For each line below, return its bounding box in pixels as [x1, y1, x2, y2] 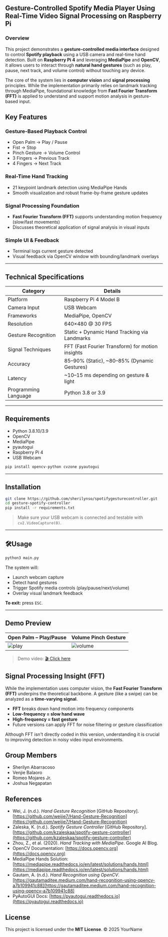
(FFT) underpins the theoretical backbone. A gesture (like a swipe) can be [5, 691, 157, 697]
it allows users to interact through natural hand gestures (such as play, [5, 62, 152, 68]
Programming [7, 386, 40, 393]
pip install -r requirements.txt [5, 505, 75, 510]
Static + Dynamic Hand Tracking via [64, 329, 148, 336]
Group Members [5, 751, 57, 759]
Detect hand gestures [12, 579, 57, 585]
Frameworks [7, 313, 37, 320]
